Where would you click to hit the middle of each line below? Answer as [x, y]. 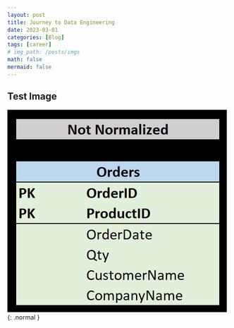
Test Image [32, 96]
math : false [25, 60]
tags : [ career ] [30, 45]
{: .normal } [24, 317]
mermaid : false [30, 67]
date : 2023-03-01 [33, 30]
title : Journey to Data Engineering [61, 22]
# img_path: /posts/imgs [44, 52]
